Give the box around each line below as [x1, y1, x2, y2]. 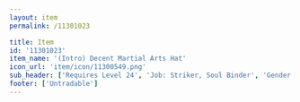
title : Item [9, 38, 54, 47]
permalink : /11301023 [9, 21, 91, 30]
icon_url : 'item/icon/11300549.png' [9, 63, 146, 72]
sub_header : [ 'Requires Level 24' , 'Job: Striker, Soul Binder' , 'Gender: [9, 71, 296, 81]
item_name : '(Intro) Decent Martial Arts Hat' [9, 55, 187, 64]
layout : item [9, 13, 58, 22]
